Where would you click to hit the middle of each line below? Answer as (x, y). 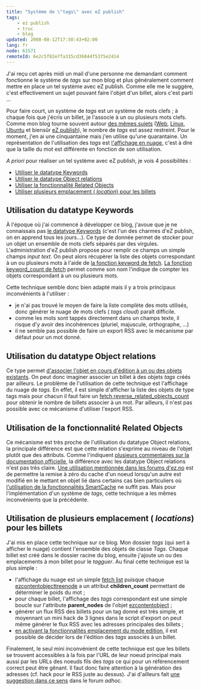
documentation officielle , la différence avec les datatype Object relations (96, 462)
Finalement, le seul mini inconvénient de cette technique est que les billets (98, 649)
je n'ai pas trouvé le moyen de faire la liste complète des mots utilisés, (101, 305)
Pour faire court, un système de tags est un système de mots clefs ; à (92, 110)
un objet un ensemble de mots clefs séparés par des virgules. (82, 244)
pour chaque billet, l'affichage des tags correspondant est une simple (101, 599)
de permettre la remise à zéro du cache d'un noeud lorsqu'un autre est (94, 474)
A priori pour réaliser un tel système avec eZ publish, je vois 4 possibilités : (99, 160)
